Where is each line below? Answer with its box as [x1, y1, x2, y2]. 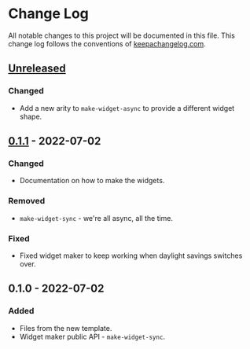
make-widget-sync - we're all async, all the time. [19, 213, 174, 222]
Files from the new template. [19, 323, 112, 332]
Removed [8, 196, 46, 207]
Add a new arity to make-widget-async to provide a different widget [19, 103, 235, 112]
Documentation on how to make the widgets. [19, 176, 165, 186]
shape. [19, 112, 42, 121]
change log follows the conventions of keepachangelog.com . [8, 39, 206, 48]
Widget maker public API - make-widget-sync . [19, 332, 166, 341]
